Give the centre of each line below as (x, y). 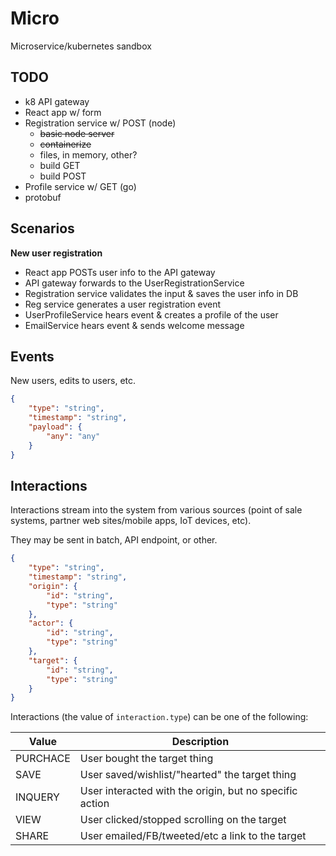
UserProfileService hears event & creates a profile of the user (151, 314)
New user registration (56, 253)
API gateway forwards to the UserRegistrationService (134, 283)
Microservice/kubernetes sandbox (81, 46)
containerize (65, 144)
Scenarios (42, 228)
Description (200, 742)
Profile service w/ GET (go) (80, 186)
